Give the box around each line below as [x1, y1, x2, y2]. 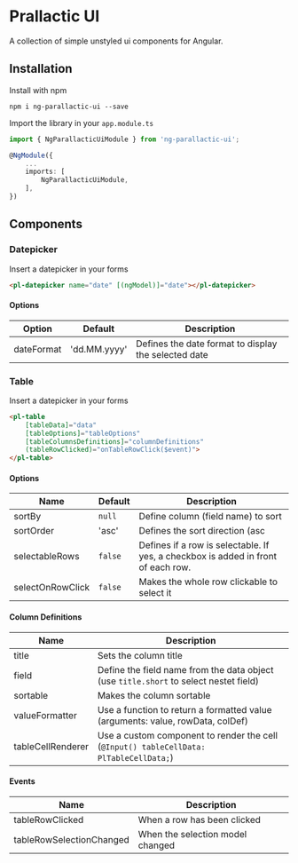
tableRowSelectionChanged [13, 833, 130, 845]
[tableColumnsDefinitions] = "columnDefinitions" [25, 437, 204, 446]
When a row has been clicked [137, 813, 262, 826]
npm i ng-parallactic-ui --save [9, 102, 129, 111]
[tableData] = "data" [25, 420, 98, 430]
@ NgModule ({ [9, 151, 53, 160]
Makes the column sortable [97, 689, 211, 701]
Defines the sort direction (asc [138, 525, 266, 537]
